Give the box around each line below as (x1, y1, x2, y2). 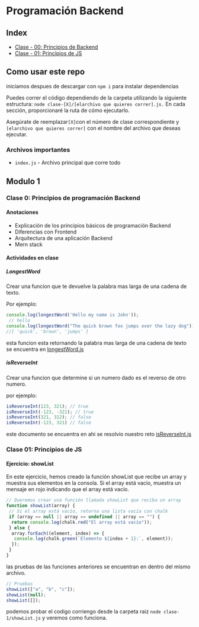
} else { (8, 524, 31, 531)
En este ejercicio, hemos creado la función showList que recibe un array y (6, 473, 187, 481)
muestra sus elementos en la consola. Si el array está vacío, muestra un (6, 479, 182, 487)
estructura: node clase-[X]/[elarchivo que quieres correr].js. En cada (6, 100, 185, 107)
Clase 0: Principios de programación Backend (6, 194, 140, 202)
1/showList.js (6, 615, 41, 622)
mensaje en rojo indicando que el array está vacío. (6, 486, 129, 493)
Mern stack (14, 241, 43, 248)
